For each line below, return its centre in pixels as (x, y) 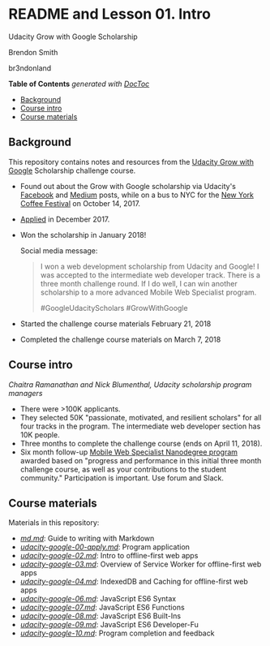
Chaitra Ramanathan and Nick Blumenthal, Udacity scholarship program (130, 384)
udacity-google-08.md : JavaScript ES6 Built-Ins (100, 616)
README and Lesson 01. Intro (109, 14)
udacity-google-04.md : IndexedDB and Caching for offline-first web (134, 582)
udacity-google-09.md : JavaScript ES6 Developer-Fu (109, 625)
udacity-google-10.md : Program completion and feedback (117, 633)
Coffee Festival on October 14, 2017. (80, 203)
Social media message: (59, 250)
